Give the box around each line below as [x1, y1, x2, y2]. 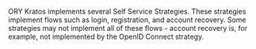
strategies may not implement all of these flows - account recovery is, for [8, 24, 248, 32]
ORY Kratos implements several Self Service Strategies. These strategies [8, 7, 246, 16]
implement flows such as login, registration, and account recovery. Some [8, 15, 247, 24]
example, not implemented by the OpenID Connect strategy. [8, 32, 204, 41]
